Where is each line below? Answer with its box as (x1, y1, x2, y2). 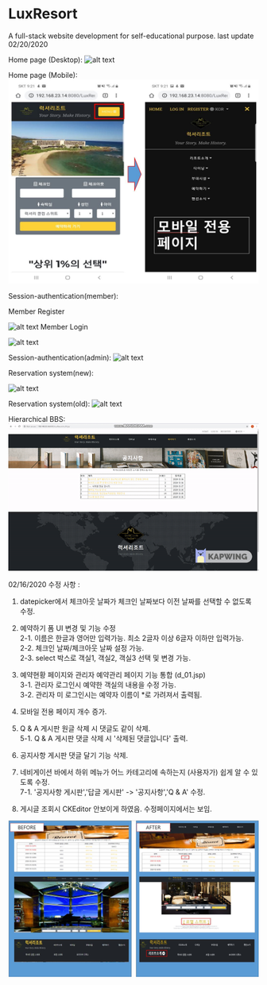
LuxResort (8, 5, 78, 23)
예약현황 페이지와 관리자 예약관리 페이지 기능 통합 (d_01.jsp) (19, 670, 207, 680)
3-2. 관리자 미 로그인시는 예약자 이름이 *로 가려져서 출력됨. (19, 690, 203, 700)
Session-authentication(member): (8, 291, 119, 300)
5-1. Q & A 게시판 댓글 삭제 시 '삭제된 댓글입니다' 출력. (19, 734, 188, 744)
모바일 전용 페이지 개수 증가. (19, 707, 107, 717)
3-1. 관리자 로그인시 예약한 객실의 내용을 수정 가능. (19, 680, 176, 689)
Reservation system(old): (8, 399, 91, 408)
